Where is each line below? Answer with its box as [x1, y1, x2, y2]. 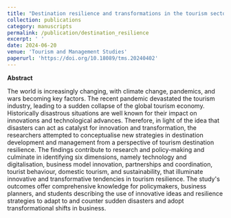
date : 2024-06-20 [7, 42, 57, 49]
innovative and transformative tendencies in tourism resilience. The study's [7, 175, 220, 183]
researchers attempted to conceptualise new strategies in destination [7, 131, 204, 139]
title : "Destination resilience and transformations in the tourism [7, 10, 208, 17]
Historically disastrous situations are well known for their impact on [7, 109, 197, 117]
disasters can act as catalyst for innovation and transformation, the [7, 123, 197, 131]
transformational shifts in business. [7, 204, 107, 212]
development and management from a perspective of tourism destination [7, 138, 214, 146]
